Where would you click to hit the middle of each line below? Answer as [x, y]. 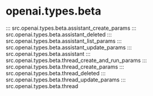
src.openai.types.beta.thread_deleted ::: [56, 73]
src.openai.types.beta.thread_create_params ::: [65, 67]
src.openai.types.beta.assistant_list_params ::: [64, 41]
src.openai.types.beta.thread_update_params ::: [66, 80]
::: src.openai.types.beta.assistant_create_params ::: [71, 28]
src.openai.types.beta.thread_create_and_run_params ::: [76, 60]
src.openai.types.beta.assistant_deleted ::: [59, 34]
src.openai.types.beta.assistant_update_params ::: [69, 47]
